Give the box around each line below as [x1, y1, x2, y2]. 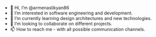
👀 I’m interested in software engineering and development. [10, 10, 133, 16]
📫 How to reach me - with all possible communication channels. [10, 26, 146, 32]
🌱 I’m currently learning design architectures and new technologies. [10, 15, 152, 21]
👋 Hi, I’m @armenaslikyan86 [10, 5, 70, 10]
